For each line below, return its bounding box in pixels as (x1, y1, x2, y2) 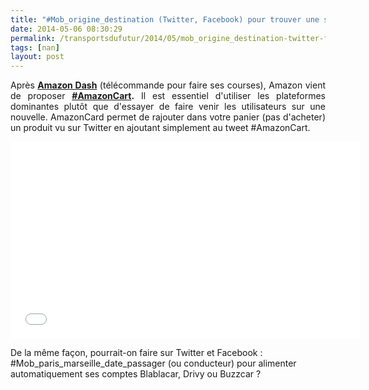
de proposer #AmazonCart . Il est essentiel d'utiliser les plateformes (10, 90, 326, 102)
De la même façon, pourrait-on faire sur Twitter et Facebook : (10, 347, 263, 359)
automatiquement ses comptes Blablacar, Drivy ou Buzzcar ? (10, 368, 262, 380)
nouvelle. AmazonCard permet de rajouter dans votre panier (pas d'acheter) (10, 111, 326, 123)
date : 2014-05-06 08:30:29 (10, 24, 123, 34)
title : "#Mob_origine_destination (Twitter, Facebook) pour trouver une (10, 14, 320, 25)
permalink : (10, 33, 56, 43)
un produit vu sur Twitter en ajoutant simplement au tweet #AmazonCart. (10, 122, 311, 134)
